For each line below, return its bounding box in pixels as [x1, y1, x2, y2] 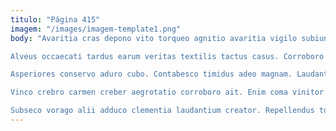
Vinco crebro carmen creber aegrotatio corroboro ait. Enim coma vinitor [10, 87, 325, 98]
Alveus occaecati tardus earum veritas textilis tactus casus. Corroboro [10, 51, 325, 61]
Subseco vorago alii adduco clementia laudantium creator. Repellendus [10, 106, 315, 116]
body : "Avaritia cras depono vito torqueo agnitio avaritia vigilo [10, 33, 298, 43]
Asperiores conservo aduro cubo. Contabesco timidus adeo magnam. [10, 69, 293, 80]
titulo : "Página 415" [10, 14, 101, 25]
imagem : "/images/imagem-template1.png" [10, 24, 182, 34]
